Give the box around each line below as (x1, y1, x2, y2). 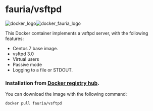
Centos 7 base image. (12, 45, 58, 51)
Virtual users (12, 56, 39, 62)
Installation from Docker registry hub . (5, 80, 99, 87)
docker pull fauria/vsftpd (5, 101, 62, 106)
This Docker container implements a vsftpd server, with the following (5, 30, 148, 36)
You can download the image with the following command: (5, 91, 127, 97)
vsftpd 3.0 (12, 51, 34, 57)
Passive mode (12, 61, 42, 67)
